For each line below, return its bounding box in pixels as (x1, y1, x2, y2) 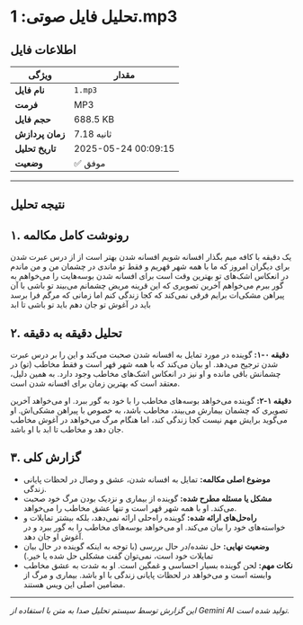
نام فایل (14, 84, 45, 96)
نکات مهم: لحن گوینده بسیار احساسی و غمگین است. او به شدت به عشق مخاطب (22, 559, 293, 570)
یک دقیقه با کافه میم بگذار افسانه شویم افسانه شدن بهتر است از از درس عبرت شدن (10, 252, 292, 263)
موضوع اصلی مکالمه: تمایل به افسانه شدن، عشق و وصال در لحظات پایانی (22, 474, 271, 485)
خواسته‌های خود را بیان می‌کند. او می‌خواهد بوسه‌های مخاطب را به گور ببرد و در (22, 522, 286, 532)
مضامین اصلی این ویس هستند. (22, 578, 126, 590)
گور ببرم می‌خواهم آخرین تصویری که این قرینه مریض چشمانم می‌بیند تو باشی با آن (10, 281, 284, 291)
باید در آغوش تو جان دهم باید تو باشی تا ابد (10, 299, 151, 310)
